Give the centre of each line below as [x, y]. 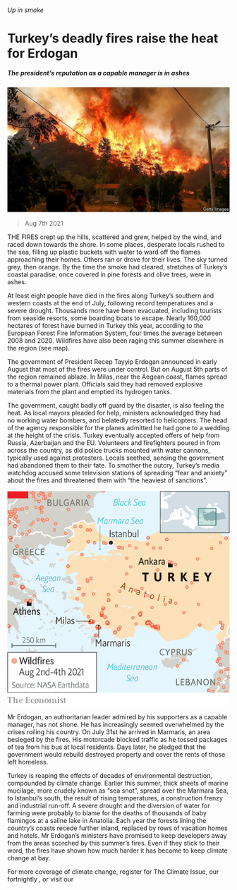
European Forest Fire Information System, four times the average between [115, 333]
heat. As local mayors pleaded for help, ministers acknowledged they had [114, 413]
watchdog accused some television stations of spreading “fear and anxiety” [117, 473]
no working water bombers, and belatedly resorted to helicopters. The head [117, 420]
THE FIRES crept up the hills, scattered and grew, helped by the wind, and [115, 237]
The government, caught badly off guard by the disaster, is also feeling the [116, 406]
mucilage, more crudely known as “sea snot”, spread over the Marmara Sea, [118, 791]
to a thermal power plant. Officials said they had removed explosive [105, 384]
